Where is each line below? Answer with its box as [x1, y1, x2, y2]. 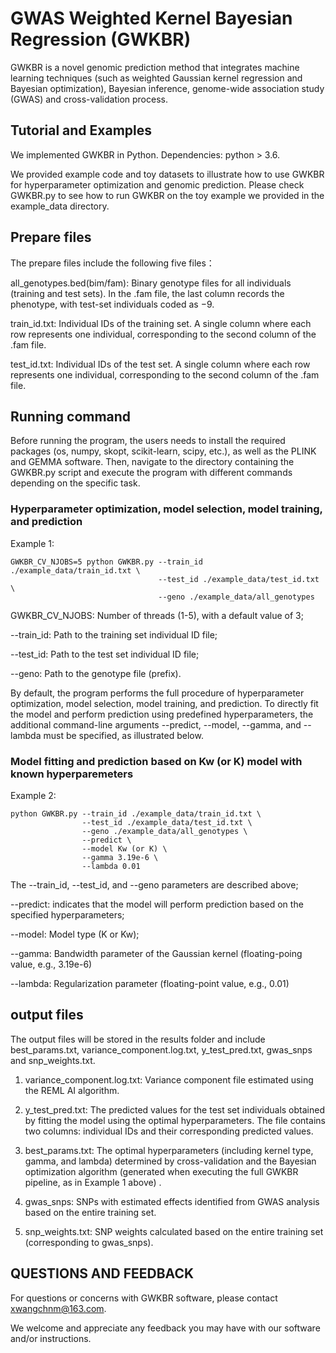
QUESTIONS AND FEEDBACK [10, 1265, 195, 1282]
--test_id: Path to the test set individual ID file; [10, 648, 200, 660]
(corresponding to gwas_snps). [24, 1236, 154, 1248]
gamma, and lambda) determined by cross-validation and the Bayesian [24, 1155, 317, 1167]
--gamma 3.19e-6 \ [81, 852, 159, 862]
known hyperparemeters [10, 767, 134, 781]
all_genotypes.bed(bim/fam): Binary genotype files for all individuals [10, 277, 292, 289]
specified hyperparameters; [10, 908, 125, 921]
